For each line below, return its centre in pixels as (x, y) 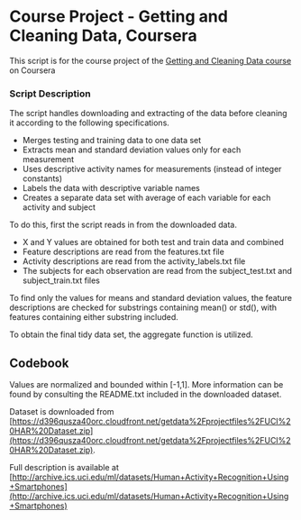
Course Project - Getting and (119, 17)
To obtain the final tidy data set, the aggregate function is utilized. (132, 334)
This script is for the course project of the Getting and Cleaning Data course (150, 60)
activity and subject (59, 207)
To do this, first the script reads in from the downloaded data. (123, 225)
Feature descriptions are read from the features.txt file (123, 252)
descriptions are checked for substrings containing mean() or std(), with (143, 307)
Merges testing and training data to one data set (112, 141)
